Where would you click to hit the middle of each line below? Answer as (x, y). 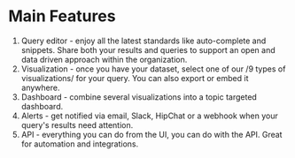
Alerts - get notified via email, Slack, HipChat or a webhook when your (149, 116)
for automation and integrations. (80, 144)
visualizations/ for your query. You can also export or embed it (135, 78)
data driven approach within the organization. (104, 59)
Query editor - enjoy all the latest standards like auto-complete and (144, 41)
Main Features (62, 16)
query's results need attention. (77, 124)
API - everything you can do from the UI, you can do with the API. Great (151, 134)
